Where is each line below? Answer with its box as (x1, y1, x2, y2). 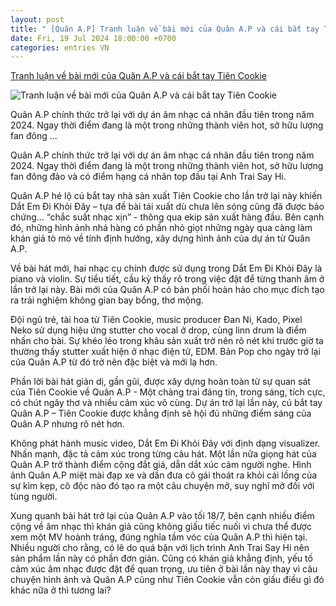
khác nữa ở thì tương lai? (10, 584, 112, 596)
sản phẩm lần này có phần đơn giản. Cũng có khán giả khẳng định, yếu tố (10, 552, 313, 565)
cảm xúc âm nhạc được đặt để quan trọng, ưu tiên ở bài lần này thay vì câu (10, 563, 318, 575)
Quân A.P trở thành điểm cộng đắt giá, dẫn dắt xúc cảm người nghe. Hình (10, 459, 312, 471)
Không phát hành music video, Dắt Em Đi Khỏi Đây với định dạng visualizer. (10, 437, 321, 450)
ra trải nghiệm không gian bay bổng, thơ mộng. (10, 294, 204, 306)
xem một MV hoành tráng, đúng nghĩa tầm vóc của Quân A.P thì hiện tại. (10, 531, 308, 543)
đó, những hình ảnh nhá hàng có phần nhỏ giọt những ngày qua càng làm (10, 222, 313, 234)
